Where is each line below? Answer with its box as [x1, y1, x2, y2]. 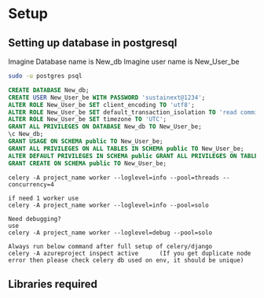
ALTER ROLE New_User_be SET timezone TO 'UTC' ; [8, 116, 167, 123]
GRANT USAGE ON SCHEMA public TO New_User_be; [8, 138, 163, 145]
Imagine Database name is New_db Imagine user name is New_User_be [8, 57, 240, 66]
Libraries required [8, 277, 98, 291]
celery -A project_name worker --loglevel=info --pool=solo [8, 201, 210, 209]
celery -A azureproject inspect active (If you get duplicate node [8, 249, 251, 257]
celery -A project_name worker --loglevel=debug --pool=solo [8, 229, 213, 237]
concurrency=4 [8, 180, 55, 189]
